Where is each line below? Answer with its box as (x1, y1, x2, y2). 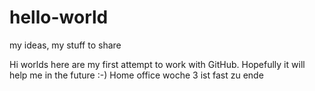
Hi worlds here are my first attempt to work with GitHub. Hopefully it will (9, 58, 306, 70)
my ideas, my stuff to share (9, 39, 122, 51)
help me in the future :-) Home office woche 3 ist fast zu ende (9, 69, 264, 81)
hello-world (9, 6, 109, 29)
